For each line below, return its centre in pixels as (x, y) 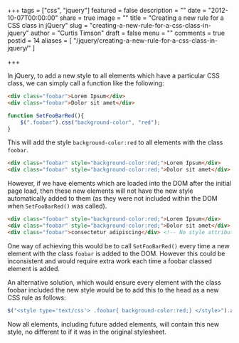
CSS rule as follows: (37, 297)
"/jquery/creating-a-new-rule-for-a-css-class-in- (146, 41)
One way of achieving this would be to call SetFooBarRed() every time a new (118, 246)
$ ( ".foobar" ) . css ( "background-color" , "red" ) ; (90, 122)
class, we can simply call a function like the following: (86, 83)
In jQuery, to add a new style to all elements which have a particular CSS (114, 75)
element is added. (34, 268)
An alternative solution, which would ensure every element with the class (115, 282)
